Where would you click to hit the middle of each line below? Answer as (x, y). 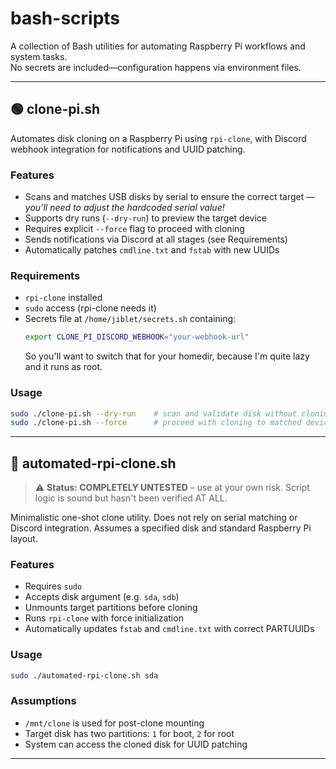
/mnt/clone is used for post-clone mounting (114, 723)
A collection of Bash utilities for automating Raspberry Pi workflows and (158, 46)
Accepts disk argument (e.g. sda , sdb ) (102, 597)
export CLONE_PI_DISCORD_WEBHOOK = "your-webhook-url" (137, 337)
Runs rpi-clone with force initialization (104, 618)
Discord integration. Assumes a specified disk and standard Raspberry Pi (161, 528)
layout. (24, 539)
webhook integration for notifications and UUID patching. (128, 149)
